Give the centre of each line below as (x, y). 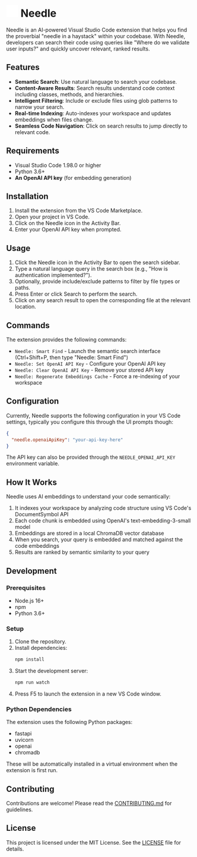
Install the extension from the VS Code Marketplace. (79, 211)
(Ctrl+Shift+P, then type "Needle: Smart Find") (72, 357)
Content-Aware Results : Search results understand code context (95, 88)
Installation (27, 196)
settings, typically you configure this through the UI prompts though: (90, 422)
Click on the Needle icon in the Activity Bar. (68, 223)
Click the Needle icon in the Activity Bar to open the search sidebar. (98, 262)
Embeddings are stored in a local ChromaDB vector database (89, 534)
